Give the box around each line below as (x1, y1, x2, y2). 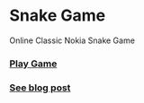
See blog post (9, 82, 71, 94)
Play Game (9, 57, 58, 70)
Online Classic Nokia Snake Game (9, 35, 135, 46)
